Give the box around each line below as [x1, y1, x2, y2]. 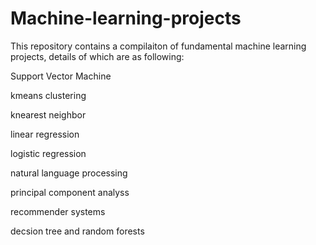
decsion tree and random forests [10, 225, 145, 237]
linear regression [10, 128, 80, 140]
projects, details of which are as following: [10, 50, 185, 62]
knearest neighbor [10, 108, 87, 121]
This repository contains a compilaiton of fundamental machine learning [10, 40, 307, 52]
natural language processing [10, 167, 128, 179]
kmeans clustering [10, 89, 87, 101]
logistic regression [10, 147, 87, 159]
